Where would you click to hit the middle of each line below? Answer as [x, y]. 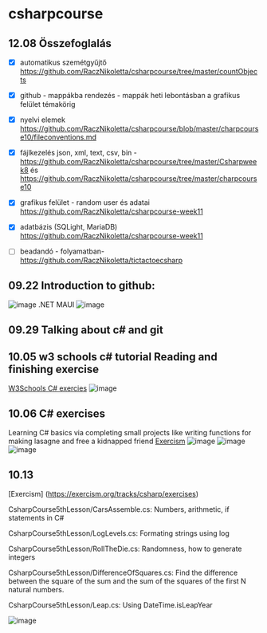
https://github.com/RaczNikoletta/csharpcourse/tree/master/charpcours [138, 179]
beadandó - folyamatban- [62, 251]
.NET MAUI [57, 305]
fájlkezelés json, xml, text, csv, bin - [78, 153]
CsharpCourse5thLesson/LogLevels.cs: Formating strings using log [119, 533]
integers [22, 557]
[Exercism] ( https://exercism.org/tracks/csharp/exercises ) [104, 494]
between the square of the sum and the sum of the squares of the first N [128, 581]
